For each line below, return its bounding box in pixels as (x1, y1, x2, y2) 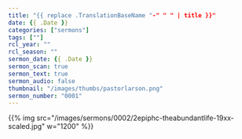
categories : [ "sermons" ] (8, 26, 90, 34)
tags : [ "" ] (8, 33, 44, 42)
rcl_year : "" (8, 41, 51, 49)
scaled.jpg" (8, 122, 46, 131)
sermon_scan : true (8, 63, 68, 71)
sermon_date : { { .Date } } (8, 56, 93, 64)
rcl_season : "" (8, 48, 58, 56)
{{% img (8, 113, 35, 123)
